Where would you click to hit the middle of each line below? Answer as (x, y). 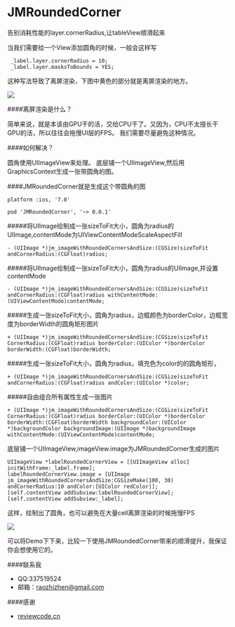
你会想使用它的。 (32, 550)
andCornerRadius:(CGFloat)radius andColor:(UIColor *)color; (99, 383)
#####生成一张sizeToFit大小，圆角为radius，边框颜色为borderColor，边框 (115, 315)
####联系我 (25, 564)
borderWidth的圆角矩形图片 (59, 323)
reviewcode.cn (39, 616)
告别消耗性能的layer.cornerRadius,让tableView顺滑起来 (86, 32)
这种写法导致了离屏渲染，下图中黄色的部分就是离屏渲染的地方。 (99, 81)
